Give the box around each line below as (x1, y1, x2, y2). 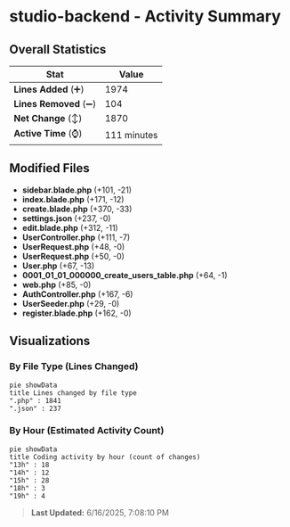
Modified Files (9, 161, 91, 176)
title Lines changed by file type (9, 388, 138, 398)
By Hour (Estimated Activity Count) (9, 424, 165, 437)
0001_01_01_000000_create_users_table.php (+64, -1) (21, 269, 229, 280)
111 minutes (104, 128, 158, 141)
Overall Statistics (9, 42, 107, 57)
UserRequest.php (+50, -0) (21, 251, 125, 261)
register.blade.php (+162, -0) (21, 308, 132, 318)
